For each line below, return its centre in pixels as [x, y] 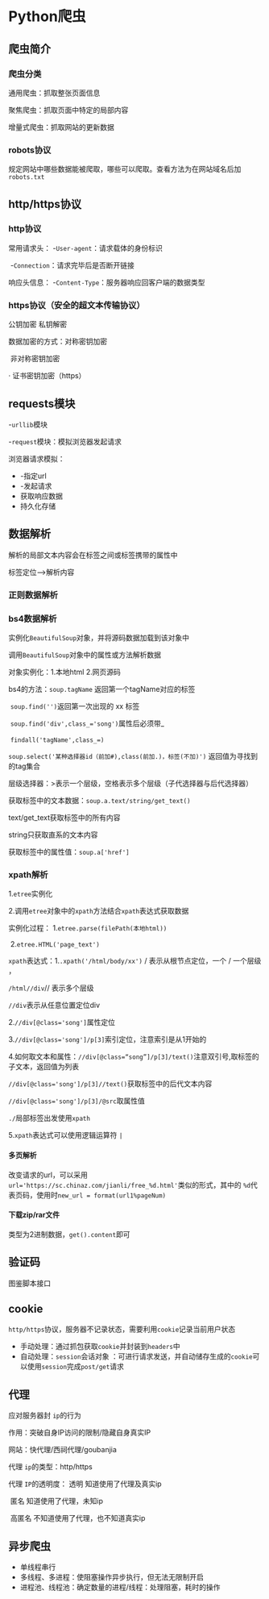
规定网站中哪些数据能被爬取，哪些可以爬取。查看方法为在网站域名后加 [125, 169]
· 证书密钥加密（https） [47, 376]
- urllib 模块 [28, 424]
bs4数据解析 [33, 618]
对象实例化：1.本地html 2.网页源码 [64, 672]
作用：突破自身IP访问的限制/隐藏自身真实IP [80, 1433]
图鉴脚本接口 [29, 1283]
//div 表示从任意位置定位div [54, 1006]
